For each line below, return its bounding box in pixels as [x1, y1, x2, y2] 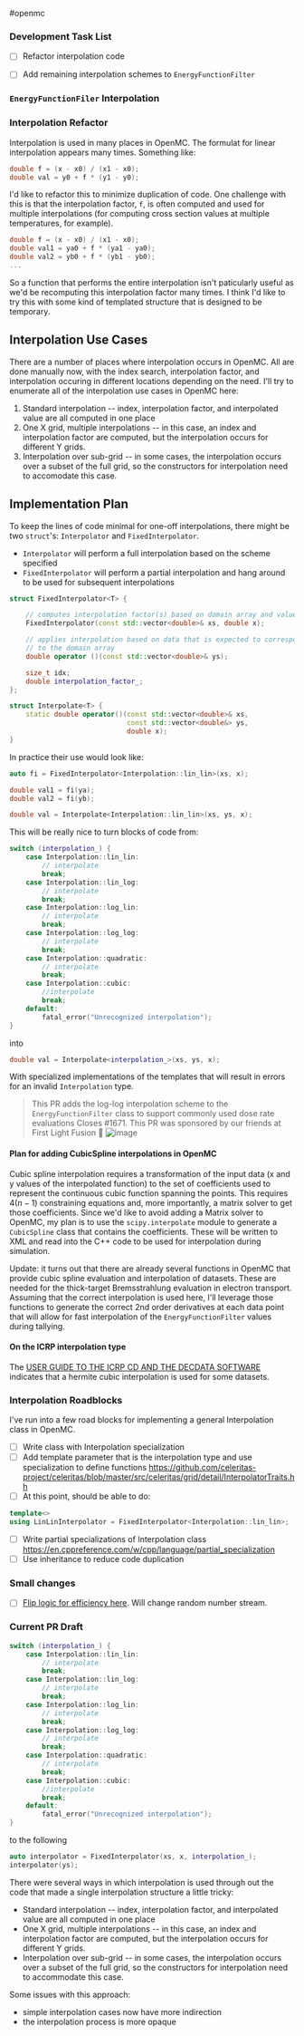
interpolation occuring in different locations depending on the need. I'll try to [9, 375, 294, 386]
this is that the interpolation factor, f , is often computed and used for [9, 198, 265, 209]
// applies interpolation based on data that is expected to [25, 635, 261, 644]
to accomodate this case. [22, 470, 118, 481]
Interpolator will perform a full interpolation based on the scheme [22, 547, 271, 558]
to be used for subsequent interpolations [22, 576, 175, 587]
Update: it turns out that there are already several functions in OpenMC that [9, 1263, 291, 1274]
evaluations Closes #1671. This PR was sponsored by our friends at [31, 1118, 281, 1129]
